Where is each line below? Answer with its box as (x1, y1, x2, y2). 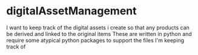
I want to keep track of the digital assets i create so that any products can (6, 24, 190, 31)
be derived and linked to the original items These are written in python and (6, 30, 192, 37)
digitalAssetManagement (6, 4, 137, 18)
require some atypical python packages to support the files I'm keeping (6, 36, 185, 44)
